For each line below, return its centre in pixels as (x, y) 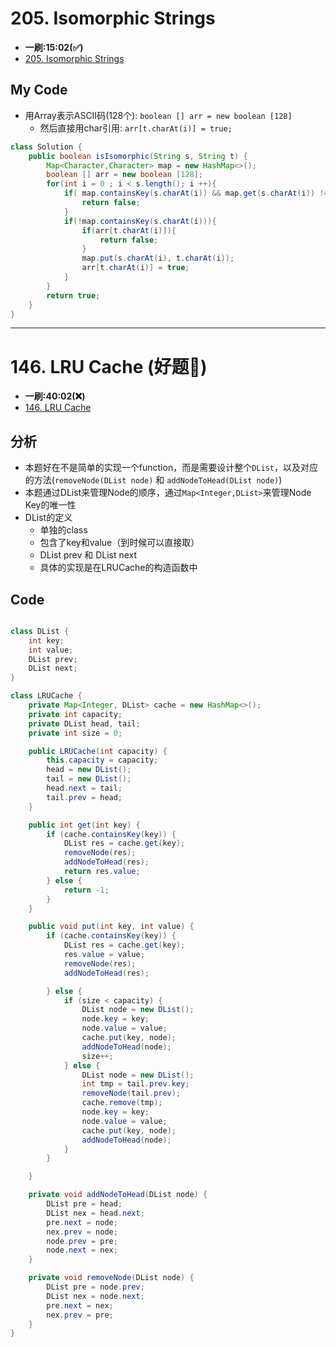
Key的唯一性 (50, 505)
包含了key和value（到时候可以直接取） (119, 543)
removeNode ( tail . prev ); (131, 1093)
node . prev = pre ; (82, 1241)
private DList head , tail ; (84, 723)
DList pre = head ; (84, 1204)
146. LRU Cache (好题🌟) (109, 366)
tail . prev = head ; (84, 797)
